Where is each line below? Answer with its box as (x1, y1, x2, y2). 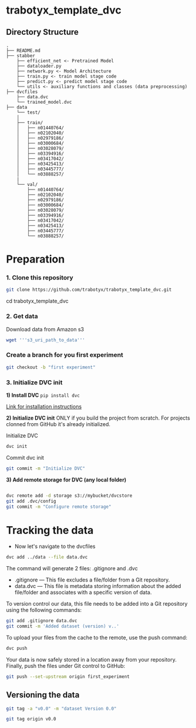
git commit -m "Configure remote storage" (6, 504, 111, 510)
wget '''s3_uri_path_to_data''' (6, 337, 85, 343)
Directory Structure (6, 27, 79, 37)
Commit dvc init (6, 454, 44, 461)
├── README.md (6, 48, 41, 54)
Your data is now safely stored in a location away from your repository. (6, 656, 177, 663)
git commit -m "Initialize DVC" (6, 466, 85, 471)
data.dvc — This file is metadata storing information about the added (14, 583, 181, 590)
